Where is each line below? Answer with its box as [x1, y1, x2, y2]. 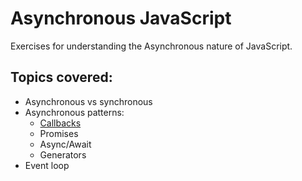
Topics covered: [10, 69, 113, 86]
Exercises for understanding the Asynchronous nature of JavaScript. [10, 40, 293, 52]
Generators [39, 148, 87, 161]
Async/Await [39, 138, 92, 150]
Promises [39, 127, 79, 139]
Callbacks [39, 117, 82, 129]
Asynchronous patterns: [24, 106, 125, 118]
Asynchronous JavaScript [10, 7, 232, 30]
